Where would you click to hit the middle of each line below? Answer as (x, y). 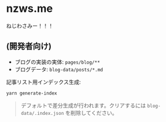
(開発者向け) (29, 46)
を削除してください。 (91, 112)
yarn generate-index (32, 93)
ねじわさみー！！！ (30, 26)
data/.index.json (42, 113)
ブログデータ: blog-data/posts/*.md (59, 69)
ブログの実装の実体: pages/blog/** (57, 62)
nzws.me (30, 9)
